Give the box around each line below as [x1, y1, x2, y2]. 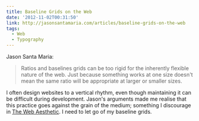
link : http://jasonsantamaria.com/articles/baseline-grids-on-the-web [6, 20, 186, 26]
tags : [6, 25, 20, 32]
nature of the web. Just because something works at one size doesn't [20, 71, 193, 78]
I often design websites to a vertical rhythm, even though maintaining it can [6, 89, 191, 96]
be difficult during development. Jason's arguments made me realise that [6, 95, 187, 102]
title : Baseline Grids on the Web [6, 8, 93, 15]
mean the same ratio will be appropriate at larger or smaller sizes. [20, 77, 182, 84]
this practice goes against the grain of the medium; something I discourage [6, 102, 191, 108]
